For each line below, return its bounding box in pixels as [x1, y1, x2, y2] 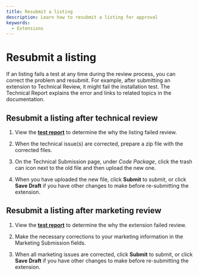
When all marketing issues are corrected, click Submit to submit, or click [14, 251, 193, 258]
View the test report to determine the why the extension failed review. [14, 221, 187, 229]
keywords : [6, 20, 31, 26]
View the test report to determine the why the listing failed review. [14, 129, 177, 135]
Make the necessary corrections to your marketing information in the [14, 233, 184, 240]
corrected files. [14, 147, 52, 153]
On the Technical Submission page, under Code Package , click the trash [14, 158, 193, 165]
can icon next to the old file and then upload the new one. [14, 165, 156, 171]
